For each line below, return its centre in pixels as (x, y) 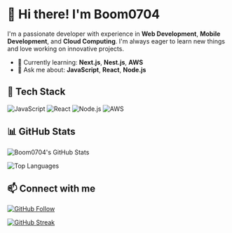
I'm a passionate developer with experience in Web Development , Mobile (114, 34)
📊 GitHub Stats (41, 132)
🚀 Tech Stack (36, 92)
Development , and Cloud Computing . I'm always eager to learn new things (116, 41)
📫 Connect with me (52, 188)
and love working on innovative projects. (66, 48)
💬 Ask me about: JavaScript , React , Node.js (82, 69)
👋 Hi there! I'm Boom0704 (84, 14)
